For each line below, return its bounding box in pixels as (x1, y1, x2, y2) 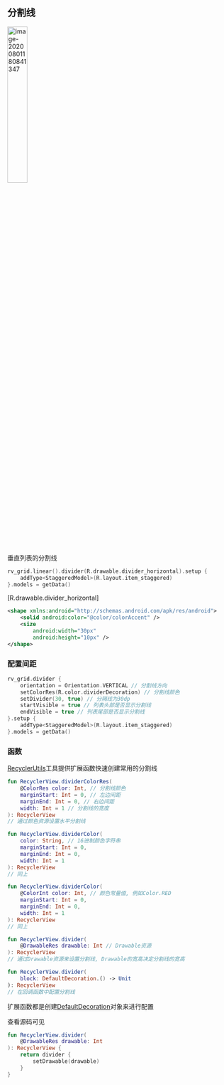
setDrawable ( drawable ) (33, 1058, 100, 1065)
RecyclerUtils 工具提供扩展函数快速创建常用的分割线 (7, 764, 158, 773)
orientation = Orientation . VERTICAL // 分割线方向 (20, 682, 168, 689)
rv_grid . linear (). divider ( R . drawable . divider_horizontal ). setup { (7, 568, 208, 575)
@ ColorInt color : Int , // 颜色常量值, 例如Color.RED (20, 890, 172, 897)
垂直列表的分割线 (7, 554, 57, 562)
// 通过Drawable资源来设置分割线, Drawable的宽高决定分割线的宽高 (7, 956, 186, 963)
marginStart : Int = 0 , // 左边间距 (20, 791, 121, 798)
